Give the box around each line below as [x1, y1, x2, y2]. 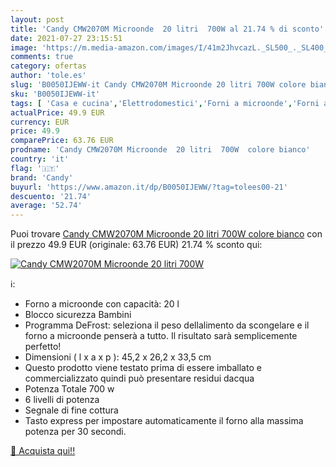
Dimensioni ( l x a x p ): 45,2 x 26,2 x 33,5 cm [24, 351, 212, 363]
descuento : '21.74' [10, 191, 92, 201]
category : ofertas [10, 61, 87, 71]
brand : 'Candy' [10, 172, 74, 183]
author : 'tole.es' [10, 71, 87, 81]
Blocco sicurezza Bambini [24, 309, 132, 321]
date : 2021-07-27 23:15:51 [10, 33, 123, 43]
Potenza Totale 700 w [24, 383, 115, 395]
